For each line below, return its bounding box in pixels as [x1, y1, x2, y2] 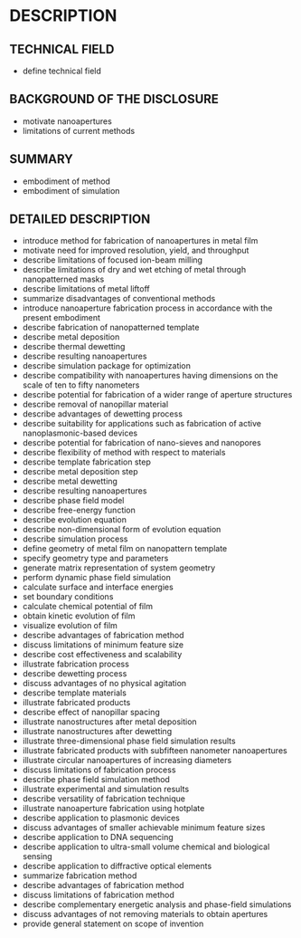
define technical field [22, 65, 102, 76]
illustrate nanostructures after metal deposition [22, 716, 197, 727]
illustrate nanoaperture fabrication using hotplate [22, 803, 205, 814]
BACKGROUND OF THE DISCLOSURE [9, 91, 220, 107]
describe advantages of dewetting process [22, 408, 183, 419]
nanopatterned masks [22, 273, 105, 285]
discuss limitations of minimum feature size [22, 639, 184, 650]
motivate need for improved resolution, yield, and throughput [22, 245, 249, 256]
